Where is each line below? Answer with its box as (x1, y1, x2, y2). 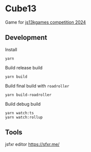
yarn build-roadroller (5, 92, 52, 97)
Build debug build (5, 101, 41, 107)
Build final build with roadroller (5, 83, 70, 89)
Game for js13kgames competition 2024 (5, 19, 86, 25)
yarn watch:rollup (5, 115, 43, 120)
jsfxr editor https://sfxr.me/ (5, 141, 60, 147)
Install (5, 46, 17, 52)
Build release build (5, 64, 43, 70)
